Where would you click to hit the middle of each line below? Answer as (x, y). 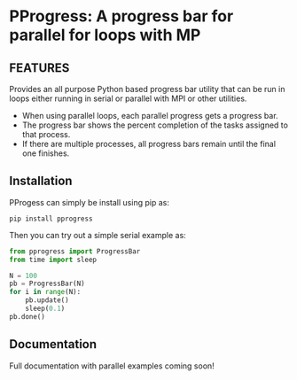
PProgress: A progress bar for (121, 16)
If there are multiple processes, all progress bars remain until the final (149, 144)
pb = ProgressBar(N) (47, 284)
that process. (46, 134)
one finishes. (46, 153)
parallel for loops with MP (105, 35)
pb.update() (47, 300)
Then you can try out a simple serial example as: (98, 235)
